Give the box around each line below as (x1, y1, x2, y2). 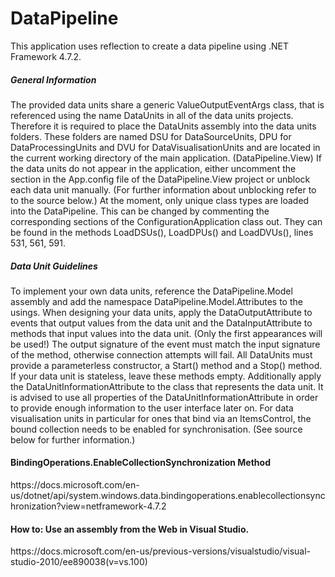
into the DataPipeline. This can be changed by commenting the (10, 205, 270, 217)
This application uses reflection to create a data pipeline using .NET (10, 40, 289, 52)
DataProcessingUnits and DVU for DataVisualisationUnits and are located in (10, 141, 321, 153)
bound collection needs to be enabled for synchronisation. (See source (10, 423, 303, 435)
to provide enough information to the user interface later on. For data (10, 402, 294, 414)
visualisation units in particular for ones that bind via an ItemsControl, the (10, 412, 312, 424)
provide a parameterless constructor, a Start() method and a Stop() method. (10, 359, 323, 371)
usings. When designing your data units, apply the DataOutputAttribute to (10, 306, 313, 318)
